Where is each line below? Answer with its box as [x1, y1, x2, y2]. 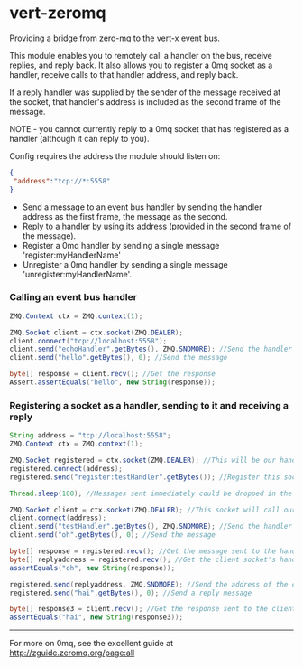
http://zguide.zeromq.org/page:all [9, 647, 135, 658]
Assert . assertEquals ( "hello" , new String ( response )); [9, 378, 216, 387]
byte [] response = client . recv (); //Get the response [9, 370, 216, 379]
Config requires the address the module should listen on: [9, 150, 221, 161]
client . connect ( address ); [9, 513, 106, 522]
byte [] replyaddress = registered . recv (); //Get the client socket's [9, 555, 277, 564]
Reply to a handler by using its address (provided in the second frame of [22, 221, 291, 231]
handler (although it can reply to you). [9, 133, 150, 144]
